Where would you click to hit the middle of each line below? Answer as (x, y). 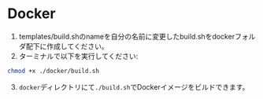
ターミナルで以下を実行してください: (78, 56)
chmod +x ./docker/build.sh (54, 71)
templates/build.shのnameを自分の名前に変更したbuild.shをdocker (127, 36)
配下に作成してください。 (67, 46)
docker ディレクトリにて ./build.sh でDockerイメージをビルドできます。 (134, 86)
